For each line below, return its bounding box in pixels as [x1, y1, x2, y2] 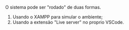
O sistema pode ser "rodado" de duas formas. [5, 4, 101, 10]
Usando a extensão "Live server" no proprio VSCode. [12, 19, 124, 25]
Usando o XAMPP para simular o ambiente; [12, 14, 103, 19]
